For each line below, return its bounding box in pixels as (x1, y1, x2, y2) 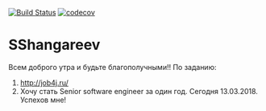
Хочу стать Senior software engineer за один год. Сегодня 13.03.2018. (19, 86, 258, 96)
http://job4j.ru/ (19, 77, 69, 88)
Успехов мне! (19, 95, 67, 105)
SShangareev (8, 36, 101, 54)
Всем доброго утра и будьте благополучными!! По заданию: (8, 62, 217, 72)
